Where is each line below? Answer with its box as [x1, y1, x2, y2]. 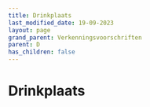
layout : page [8, 26, 51, 34]
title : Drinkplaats [8, 11, 72, 20]
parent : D [8, 41, 41, 49]
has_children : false [8, 48, 76, 56]
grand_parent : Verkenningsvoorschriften [8, 33, 143, 42]
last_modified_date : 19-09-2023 [8, 19, 114, 27]
